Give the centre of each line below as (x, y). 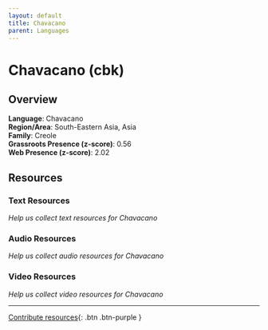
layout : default (35, 16)
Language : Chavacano (46, 119)
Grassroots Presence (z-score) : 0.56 (70, 144)
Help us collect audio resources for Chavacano (86, 256)
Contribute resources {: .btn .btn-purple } (75, 317)
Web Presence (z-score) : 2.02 (59, 153)
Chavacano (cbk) (67, 70)
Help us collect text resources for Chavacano (83, 218)
